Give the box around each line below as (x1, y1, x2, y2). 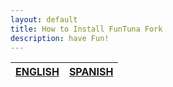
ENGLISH (15, 65, 60, 79)
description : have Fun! (10, 33, 110, 43)
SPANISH (68, 65, 114, 79)
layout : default (10, 14, 78, 25)
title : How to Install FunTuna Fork (10, 24, 163, 34)
